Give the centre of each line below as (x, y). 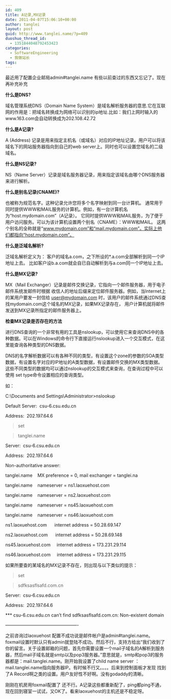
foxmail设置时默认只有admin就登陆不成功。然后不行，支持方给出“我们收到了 (85, 642)
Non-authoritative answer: (33, 466)
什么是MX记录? (22, 274)
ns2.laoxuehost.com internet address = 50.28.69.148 (64, 535)
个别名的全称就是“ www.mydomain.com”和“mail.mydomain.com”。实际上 (81, 229)
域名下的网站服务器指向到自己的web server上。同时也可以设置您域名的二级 (84, 147)
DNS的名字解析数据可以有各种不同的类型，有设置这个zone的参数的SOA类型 (85, 356)
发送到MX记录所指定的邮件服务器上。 (45, 311)
